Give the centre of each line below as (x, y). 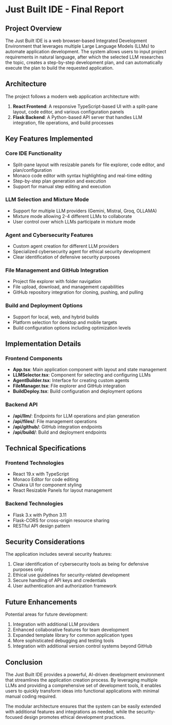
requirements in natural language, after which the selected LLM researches (84, 57)
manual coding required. (31, 696)
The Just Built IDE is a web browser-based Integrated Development (76, 41)
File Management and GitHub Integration (57, 270)
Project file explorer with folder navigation (57, 281)
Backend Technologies (34, 504)
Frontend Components (34, 358)
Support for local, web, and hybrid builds (56, 317)
